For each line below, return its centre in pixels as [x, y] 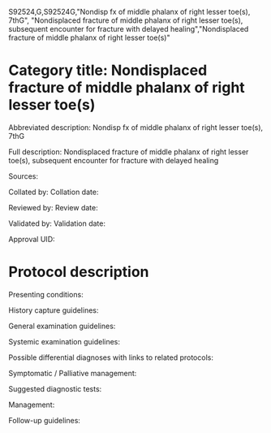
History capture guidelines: [54, 310]
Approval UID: [32, 239]
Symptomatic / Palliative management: [73, 373]
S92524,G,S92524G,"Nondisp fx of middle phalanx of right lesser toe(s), [129, 12]
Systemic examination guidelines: [64, 341]
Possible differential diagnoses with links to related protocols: [111, 357]
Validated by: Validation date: [57, 223]
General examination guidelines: [62, 326]
